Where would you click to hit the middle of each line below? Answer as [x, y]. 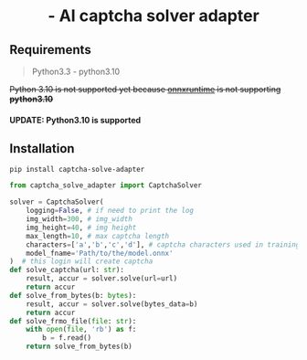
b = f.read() [67, 338]
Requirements [50, 50]
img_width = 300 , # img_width [79, 219]
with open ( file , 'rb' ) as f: [81, 330]
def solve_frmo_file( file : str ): [73, 321]
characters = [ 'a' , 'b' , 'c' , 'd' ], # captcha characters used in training [163, 244]
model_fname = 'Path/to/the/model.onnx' [100, 253]
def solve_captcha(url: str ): [67, 270]
